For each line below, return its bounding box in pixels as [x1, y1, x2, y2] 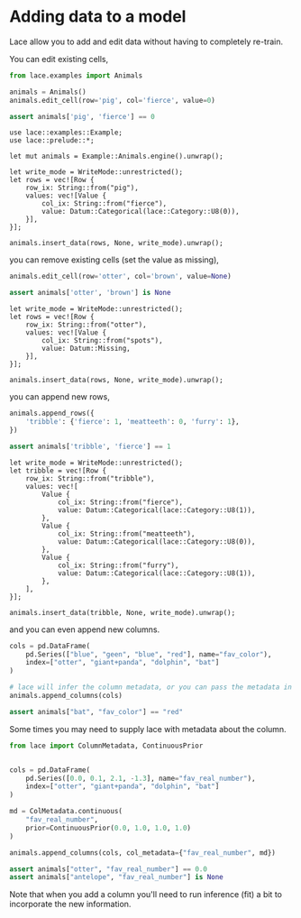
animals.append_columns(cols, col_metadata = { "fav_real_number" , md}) [9, 848, 277, 858]
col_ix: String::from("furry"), [57, 561, 179, 570]
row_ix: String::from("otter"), [25, 320, 147, 330]
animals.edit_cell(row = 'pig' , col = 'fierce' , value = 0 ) [9, 96, 216, 105]
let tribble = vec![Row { [9, 466, 106, 475]
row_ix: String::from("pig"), [25, 183, 140, 193]
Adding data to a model [9, 6, 187, 27]
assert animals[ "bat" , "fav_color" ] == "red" [9, 707, 183, 716]
